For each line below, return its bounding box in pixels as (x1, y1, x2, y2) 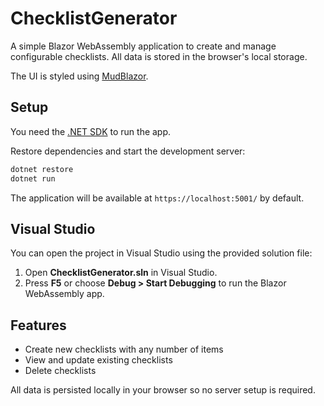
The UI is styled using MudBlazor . (10, 70, 149, 82)
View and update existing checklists (24, 354, 173, 366)
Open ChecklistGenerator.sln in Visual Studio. (24, 267, 218, 279)
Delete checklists (24, 365, 97, 377)
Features (10, 317, 67, 334)
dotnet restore (10, 164, 74, 174)
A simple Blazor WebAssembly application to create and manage (10, 40, 277, 52)
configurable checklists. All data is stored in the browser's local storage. (10, 50, 308, 62)
